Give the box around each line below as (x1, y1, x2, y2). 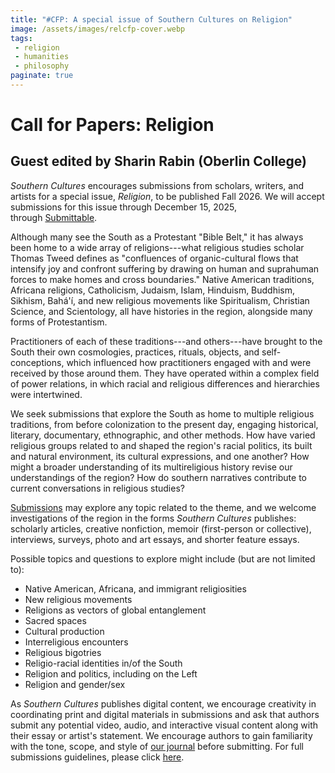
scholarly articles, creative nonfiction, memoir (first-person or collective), (10, 522, 312, 535)
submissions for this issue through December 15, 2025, (10, 201, 238, 213)
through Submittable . (10, 211, 98, 223)
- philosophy (14, 61, 70, 71)
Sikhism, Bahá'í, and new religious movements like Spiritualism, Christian (10, 294, 310, 306)
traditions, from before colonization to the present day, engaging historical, (10, 418, 319, 430)
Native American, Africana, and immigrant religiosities (24, 582, 247, 595)
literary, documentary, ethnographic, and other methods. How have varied (10, 429, 316, 441)
